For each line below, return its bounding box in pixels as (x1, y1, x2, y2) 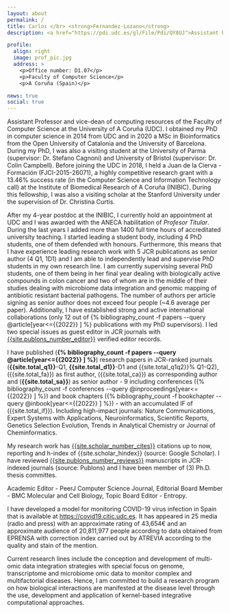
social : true (7, 99, 44, 106)
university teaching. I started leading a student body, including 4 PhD (7, 233, 202, 241)
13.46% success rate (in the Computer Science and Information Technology (7, 176, 221, 184)
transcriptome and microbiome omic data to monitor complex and (7, 569, 192, 577)
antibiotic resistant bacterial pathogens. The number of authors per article (7, 291, 216, 299)
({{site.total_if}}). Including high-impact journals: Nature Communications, (7, 406, 216, 415)
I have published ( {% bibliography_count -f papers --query (7, 348, 177, 357)
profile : (7, 42, 32, 49)
